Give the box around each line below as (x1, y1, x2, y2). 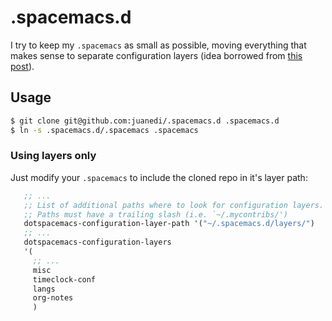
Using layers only (10, 149, 97, 163)
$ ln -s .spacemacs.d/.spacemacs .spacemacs (10, 125, 199, 135)
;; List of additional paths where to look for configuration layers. (23, 200, 325, 210)
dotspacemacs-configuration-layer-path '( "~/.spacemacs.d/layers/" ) (23, 219, 315, 229)
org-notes (32, 293, 74, 303)
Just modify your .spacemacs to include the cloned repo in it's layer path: (10, 171, 308, 183)
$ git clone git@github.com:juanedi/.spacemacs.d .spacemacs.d (10, 116, 280, 126)
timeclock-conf (32, 274, 97, 285)
